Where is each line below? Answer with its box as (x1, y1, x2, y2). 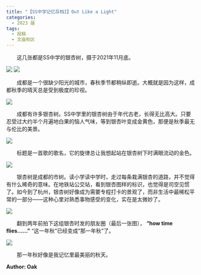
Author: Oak (6, 263, 38, 270)
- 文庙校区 (11, 37, 35, 43)
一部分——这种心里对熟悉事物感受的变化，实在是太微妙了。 (16, 196, 163, 203)
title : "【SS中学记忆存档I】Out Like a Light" (6, 8, 117, 15)
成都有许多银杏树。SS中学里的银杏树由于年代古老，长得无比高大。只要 (17, 110, 191, 117)
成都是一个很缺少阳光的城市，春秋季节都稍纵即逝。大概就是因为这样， (17, 79, 190, 86)
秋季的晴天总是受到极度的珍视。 (11, 86, 90, 93)
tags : (6, 25, 20, 32)
